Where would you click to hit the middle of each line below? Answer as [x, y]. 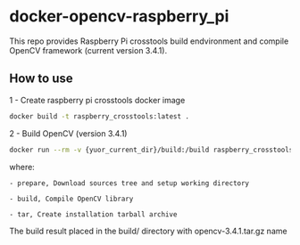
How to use [41, 79]
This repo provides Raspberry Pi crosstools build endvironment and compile [149, 41]
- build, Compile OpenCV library [71, 199]
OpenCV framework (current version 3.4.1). [88, 50]
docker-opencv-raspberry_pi [119, 16]
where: [22, 167]
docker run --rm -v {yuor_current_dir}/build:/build [109, 150]
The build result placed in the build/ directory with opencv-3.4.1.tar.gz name [148, 231]
